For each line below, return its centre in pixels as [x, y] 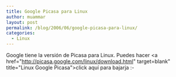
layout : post [22, 22]
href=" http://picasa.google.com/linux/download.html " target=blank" [88, 61]
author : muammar [26, 17]
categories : [21, 33]
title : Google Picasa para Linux [47, 11]
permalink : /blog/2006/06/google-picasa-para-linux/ [72, 28]
